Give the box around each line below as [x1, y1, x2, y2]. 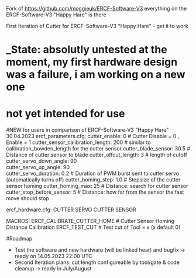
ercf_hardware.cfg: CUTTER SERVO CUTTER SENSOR [6, 206, 136, 213]
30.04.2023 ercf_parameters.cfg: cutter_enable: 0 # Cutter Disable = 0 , [6, 133, 180, 140]
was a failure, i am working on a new [6, 68, 185, 81]
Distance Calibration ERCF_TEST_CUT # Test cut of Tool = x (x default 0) [6, 224, 181, 231]
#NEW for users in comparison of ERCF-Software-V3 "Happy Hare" [6, 126, 169, 133]
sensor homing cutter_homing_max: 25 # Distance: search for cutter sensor [6, 183, 188, 190]
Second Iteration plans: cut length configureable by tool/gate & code [14, 259, 180, 266]
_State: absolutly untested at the [6, 43, 168, 56]
